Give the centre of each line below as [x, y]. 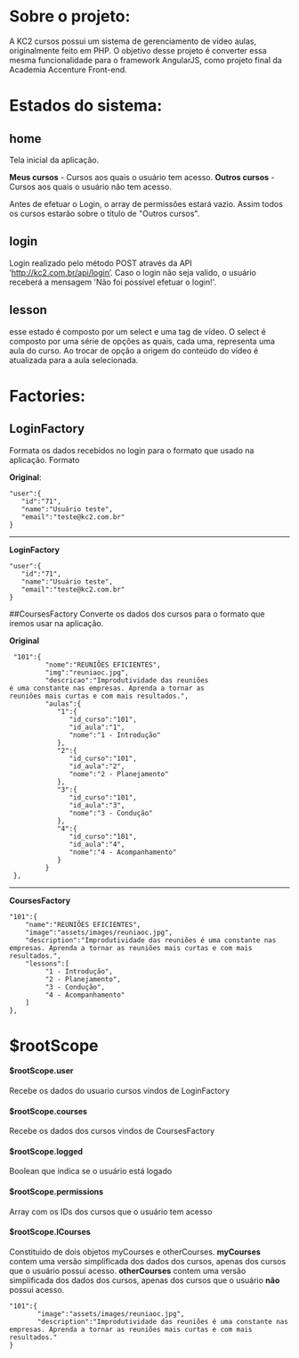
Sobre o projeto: [70, 17]
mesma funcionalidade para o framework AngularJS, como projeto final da [145, 60]
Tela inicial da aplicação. [54, 160]
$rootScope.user [41, 1071]
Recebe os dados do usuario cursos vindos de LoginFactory [119, 1090]
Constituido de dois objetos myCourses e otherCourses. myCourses [135, 1252]
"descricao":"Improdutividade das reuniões [127, 680]
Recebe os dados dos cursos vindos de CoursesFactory [112, 1131]
